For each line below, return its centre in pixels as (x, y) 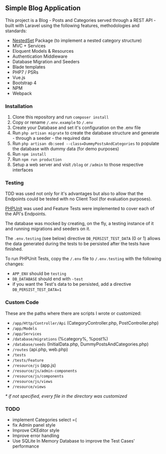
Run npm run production (37, 159)
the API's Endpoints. (26, 214)
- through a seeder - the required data (51, 138)
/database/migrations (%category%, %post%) (60, 339)
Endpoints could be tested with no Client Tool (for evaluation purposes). (79, 199)
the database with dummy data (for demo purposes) (66, 149)
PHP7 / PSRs (25, 72)
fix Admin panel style (34, 425)
